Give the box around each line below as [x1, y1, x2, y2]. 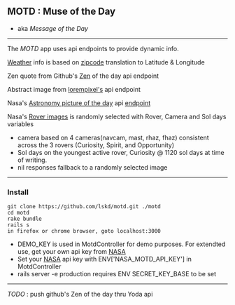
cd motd [7, 210, 30, 217]
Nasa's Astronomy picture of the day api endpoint [7, 98, 151, 107]
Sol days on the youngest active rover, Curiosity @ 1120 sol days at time [17, 148, 225, 156]
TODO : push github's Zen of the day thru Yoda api [7, 290, 153, 299]
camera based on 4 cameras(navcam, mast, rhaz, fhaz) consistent [17, 133, 210, 142]
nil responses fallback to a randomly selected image [17, 163, 168, 171]
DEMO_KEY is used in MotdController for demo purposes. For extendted [17, 240, 226, 248]
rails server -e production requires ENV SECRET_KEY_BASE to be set [17, 270, 217, 278]
